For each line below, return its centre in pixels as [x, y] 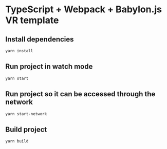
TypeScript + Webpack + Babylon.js [84, 9]
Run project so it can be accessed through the [80, 94]
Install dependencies [40, 39]
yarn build [17, 141]
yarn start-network [26, 114]
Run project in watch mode [49, 67]
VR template [32, 20]
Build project [26, 130]
